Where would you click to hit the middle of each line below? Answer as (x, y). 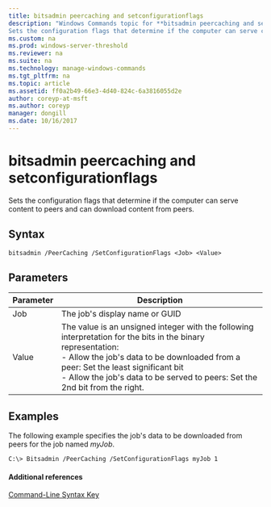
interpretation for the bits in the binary (133, 337)
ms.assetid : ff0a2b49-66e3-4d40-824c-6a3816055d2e (95, 91)
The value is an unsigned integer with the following (157, 327)
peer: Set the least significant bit (122, 367)
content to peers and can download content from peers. (102, 209)
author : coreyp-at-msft (48, 98)
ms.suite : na (30, 61)
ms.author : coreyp (39, 106)
